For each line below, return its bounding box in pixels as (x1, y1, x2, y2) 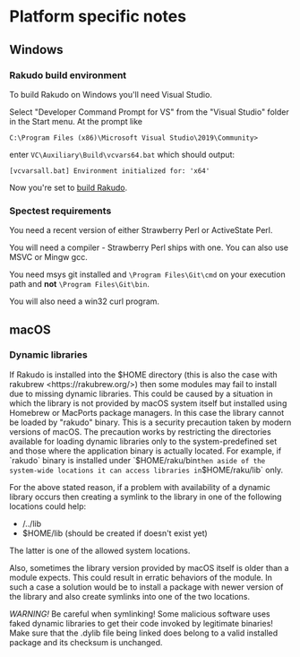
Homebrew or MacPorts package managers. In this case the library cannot (9, 407, 285, 418)
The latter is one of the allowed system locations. (9, 545, 191, 556)
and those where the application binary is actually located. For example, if (9, 445, 282, 456)
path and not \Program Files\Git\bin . (9, 279, 150, 290)
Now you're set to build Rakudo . (9, 182, 128, 193)
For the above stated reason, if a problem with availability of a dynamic (9, 481, 271, 492)
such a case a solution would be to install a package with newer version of (9, 581, 284, 592)
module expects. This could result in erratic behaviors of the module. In (9, 572, 273, 583)
